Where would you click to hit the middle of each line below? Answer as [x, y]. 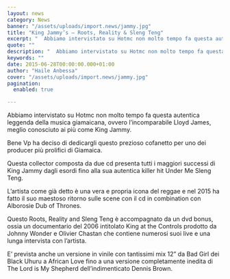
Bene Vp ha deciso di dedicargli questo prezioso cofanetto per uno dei [107, 143]
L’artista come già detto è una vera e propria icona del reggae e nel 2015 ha [114, 191]
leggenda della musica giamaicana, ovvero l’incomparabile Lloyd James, [109, 122]
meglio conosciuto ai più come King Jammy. [69, 130]
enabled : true [33, 90]
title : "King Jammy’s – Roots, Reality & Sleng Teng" [86, 32]
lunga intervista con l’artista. [47, 241]
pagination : [24, 83]
